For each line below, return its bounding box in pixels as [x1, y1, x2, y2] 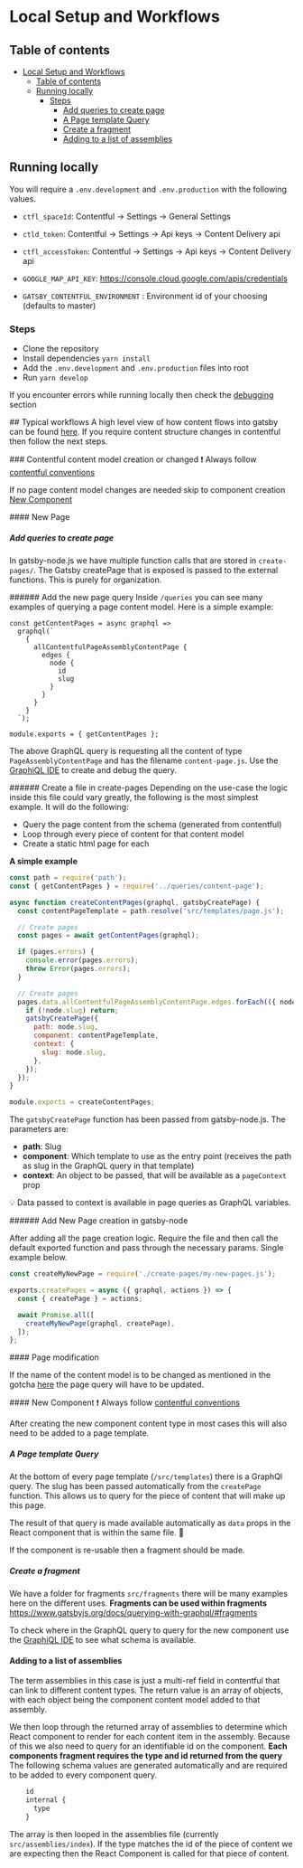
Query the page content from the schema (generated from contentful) [22, 819, 282, 830]
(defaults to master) [22, 300, 96, 311]
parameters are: [9, 1124, 69, 1135]
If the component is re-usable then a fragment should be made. [9, 1544, 245, 1556]
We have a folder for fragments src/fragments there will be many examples [9, 1589, 289, 1599]
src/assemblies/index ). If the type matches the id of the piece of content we [9, 1838, 293, 1849]
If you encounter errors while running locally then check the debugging [9, 390, 274, 401]
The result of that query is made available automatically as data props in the [9, 1517, 291, 1529]
